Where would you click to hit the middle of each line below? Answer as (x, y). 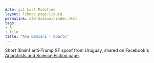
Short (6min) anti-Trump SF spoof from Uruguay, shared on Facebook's (77, 50)
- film (12, 32)
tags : (11, 23)
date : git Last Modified (30, 9)
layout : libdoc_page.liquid (34, 14)
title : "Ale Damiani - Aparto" (37, 37)
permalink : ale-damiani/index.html (41, 18)
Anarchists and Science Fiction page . (43, 55)
